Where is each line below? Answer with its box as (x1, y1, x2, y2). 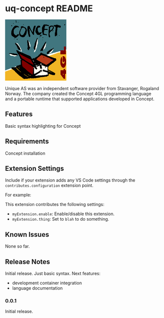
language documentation (12, 285, 63, 291)
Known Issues (5, 230, 49, 239)
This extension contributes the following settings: (5, 202, 104, 207)
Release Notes (5, 257, 50, 266)
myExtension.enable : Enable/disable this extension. (12, 211, 115, 217)
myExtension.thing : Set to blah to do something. (12, 216, 109, 222)
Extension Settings (5, 164, 64, 173)
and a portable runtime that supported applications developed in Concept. (5, 96, 155, 102)
